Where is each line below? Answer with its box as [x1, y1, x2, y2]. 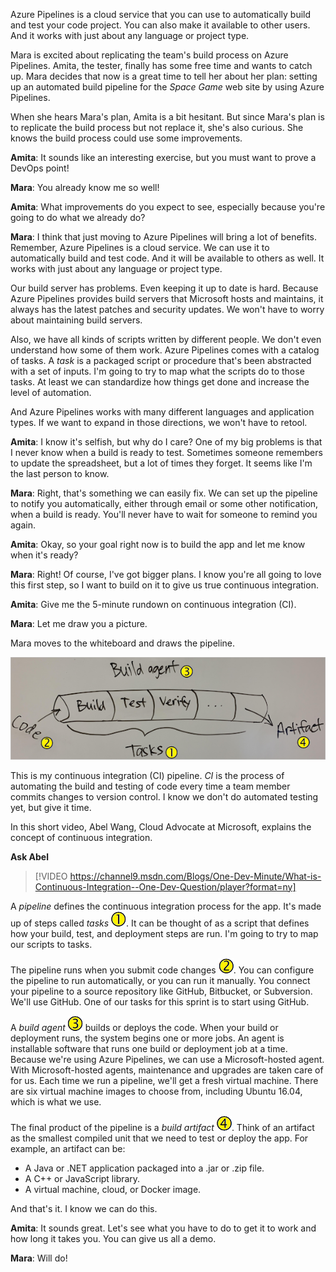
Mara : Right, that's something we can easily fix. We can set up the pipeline [10, 487, 318, 499]
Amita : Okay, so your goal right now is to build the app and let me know [10, 539, 306, 550]
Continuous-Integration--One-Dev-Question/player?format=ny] [34, 880, 297, 893]
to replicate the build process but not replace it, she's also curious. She [10, 122, 304, 133]
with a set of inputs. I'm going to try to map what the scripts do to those [10, 365, 305, 377]
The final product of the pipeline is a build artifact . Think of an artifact [10, 1121, 315, 1133]
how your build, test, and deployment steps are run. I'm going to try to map [10, 927, 319, 939]
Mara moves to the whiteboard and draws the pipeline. [10, 637, 236, 649]
